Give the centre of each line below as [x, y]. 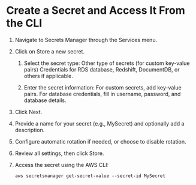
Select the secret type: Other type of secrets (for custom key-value [107, 63]
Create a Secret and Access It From [96, 11]
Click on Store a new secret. [50, 51]
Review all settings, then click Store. [59, 153]
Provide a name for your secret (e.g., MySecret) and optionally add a [99, 123]
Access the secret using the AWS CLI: [62, 165]
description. [30, 130]
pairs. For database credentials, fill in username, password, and [102, 94]
